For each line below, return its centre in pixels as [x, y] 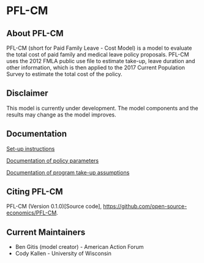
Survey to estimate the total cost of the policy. [64, 74]
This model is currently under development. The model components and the [102, 108]
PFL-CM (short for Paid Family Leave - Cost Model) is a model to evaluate [99, 48]
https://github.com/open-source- [145, 207]
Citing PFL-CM [35, 192]
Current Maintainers [46, 232]
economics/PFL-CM [32, 213]
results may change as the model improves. [61, 115]
